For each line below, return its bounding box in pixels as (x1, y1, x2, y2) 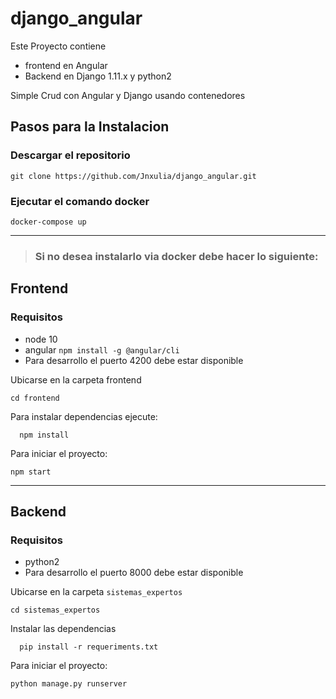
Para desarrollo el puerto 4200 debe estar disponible (24, 354, 244, 366)
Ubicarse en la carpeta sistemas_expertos (10, 586, 183, 598)
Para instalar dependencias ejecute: (10, 410, 158, 422)
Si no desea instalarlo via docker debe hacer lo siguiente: (34, 249, 319, 263)
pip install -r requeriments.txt (19, 642, 159, 652)
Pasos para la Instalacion (10, 118, 170, 136)
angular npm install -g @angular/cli (24, 343, 180, 356)
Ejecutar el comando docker (10, 194, 150, 208)
